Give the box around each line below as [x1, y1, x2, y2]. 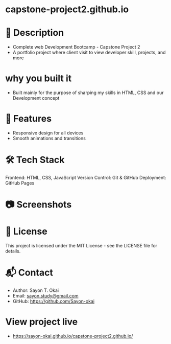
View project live [5, 316, 78, 328]
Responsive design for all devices [12, 130, 84, 136]
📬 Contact [5, 267, 54, 279]
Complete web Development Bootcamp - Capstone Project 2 [12, 44, 140, 50]
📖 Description [5, 27, 64, 39]
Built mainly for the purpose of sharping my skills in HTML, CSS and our [12, 89, 164, 96]
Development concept [12, 95, 60, 101]
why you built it [5, 73, 72, 84]
